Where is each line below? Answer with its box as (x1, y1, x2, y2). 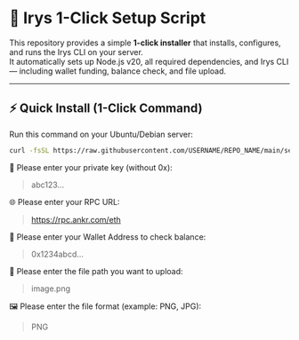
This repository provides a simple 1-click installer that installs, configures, (9, 37, 282, 48)
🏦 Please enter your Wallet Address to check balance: (9, 231, 206, 242)
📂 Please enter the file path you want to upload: (9, 265, 184, 276)
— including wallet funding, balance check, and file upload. (9, 66, 227, 76)
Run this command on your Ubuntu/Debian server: (9, 129, 194, 139)
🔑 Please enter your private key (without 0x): (9, 162, 174, 172)
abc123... (30, 179, 65, 190)
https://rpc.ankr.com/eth (30, 214, 122, 225)
